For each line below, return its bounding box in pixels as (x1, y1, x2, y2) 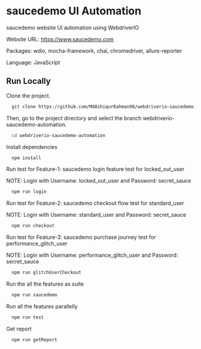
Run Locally (6, 76, 51, 86)
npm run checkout (11, 223, 55, 229)
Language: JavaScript (6, 59, 60, 66)
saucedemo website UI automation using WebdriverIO (6, 24, 139, 31)
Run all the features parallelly (6, 302, 78, 309)
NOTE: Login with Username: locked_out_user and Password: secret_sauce (6, 177, 191, 184)
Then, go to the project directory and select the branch (6, 114, 142, 122)
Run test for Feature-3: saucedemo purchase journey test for (6, 233, 157, 241)
